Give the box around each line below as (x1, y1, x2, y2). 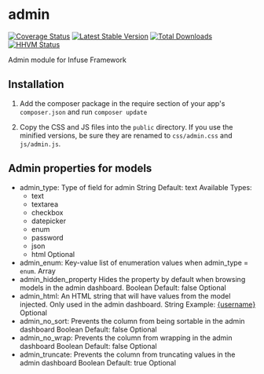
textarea (31, 199, 59, 209)
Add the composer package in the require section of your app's (19, 98, 225, 108)
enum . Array (19, 266, 57, 276)
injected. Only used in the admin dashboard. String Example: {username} (19, 299, 256, 309)
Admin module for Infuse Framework (8, 55, 127, 64)
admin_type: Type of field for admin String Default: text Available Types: (19, 182, 253, 192)
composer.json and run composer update (19, 107, 148, 116)
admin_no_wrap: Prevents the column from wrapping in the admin (19, 332, 233, 343)
